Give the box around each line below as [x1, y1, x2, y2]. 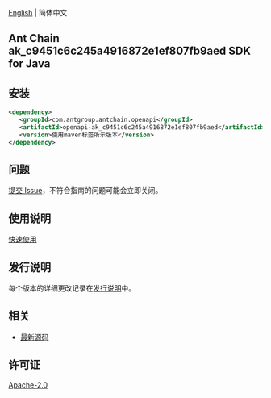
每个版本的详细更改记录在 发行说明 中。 [8, 283, 135, 293]
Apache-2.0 [8, 379, 48, 390]
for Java [8, 57, 51, 71]
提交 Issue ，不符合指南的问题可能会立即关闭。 [8, 186, 163, 195]
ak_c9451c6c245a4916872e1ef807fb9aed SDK [8, 44, 252, 58]
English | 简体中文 [8, 8, 68, 17]
